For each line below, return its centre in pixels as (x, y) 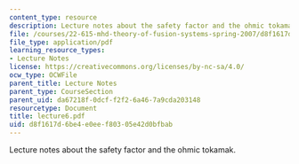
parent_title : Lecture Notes (63, 83)
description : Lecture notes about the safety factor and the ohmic (137, 26)
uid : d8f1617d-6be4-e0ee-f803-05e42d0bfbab (91, 125)
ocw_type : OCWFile (43, 75)
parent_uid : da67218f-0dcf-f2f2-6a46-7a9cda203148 (105, 100)
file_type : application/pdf (61, 42)
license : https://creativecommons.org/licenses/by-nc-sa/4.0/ (127, 67)
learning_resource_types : (57, 51)
